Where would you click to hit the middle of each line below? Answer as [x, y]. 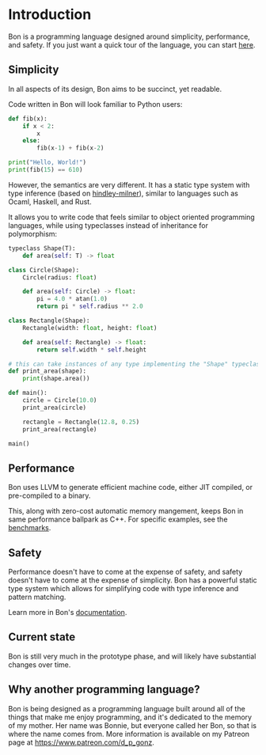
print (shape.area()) [56, 379]
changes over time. [40, 664]
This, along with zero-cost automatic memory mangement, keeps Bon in [126, 511]
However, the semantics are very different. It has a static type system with [129, 184]
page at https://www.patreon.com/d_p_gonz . [81, 742]
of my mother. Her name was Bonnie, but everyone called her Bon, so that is [133, 725]
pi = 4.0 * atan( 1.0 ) [72, 299]
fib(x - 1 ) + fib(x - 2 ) [70, 148]
